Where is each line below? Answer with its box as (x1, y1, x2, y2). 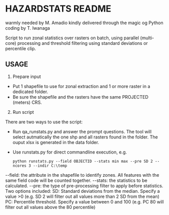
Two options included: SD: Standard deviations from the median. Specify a (5, 188, 160, 194)
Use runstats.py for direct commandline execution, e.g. (12, 149, 127, 155)
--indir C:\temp (33, 163, 67, 168)
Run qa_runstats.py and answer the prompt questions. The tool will (12, 128, 152, 134)
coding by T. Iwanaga (5, 25, 50, 31)
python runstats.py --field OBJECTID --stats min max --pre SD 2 (12, 159, 153, 164)
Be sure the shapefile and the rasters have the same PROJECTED (12, 94, 149, 100)
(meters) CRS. (12, 99, 42, 105)
